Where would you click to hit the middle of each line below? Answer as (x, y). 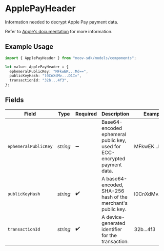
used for (111, 146)
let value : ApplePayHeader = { (37, 67)
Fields (15, 100)
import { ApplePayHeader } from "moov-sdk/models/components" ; (71, 58)
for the (109, 235)
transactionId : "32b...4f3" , (39, 80)
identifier (112, 229)
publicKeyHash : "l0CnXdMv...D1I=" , (46, 76)
